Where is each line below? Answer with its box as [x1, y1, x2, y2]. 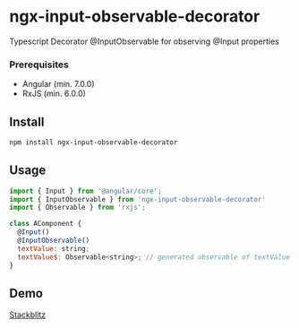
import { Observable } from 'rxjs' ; [9, 203, 146, 212]
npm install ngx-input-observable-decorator [9, 138, 178, 147]
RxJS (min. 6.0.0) [21, 88, 87, 99]
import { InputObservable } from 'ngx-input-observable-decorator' [9, 194, 267, 203]
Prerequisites [9, 58, 69, 71]
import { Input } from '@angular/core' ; [9, 186, 163, 195]
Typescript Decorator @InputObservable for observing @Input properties [9, 36, 280, 47]
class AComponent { [9, 220, 82, 229]
